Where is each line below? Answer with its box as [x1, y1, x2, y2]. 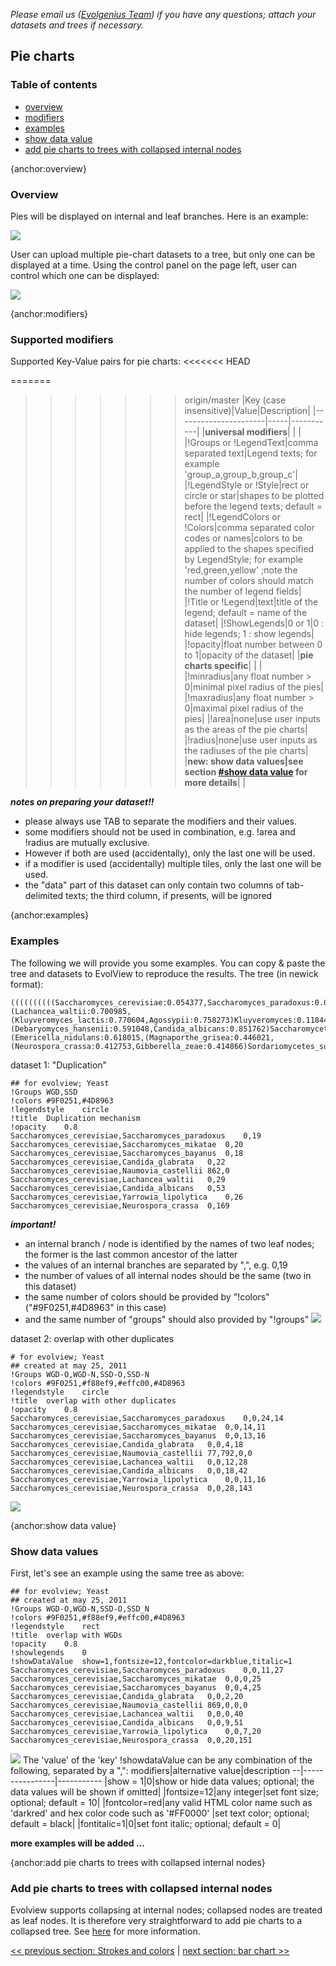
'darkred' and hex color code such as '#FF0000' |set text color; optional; [10, 1807, 310, 1819]
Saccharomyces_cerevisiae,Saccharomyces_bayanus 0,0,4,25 [10, 1682, 262, 1693]
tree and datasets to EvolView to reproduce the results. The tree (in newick [10, 967, 319, 979]
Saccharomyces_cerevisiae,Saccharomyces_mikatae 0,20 [10, 1139, 244, 1149]
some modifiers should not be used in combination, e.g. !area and [24, 826, 296, 838]
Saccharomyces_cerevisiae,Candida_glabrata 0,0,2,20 [10, 1691, 244, 1701]
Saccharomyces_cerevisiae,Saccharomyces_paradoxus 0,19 [10, 1130, 262, 1141]
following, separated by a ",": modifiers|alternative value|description [10, 1764, 291, 1776]
